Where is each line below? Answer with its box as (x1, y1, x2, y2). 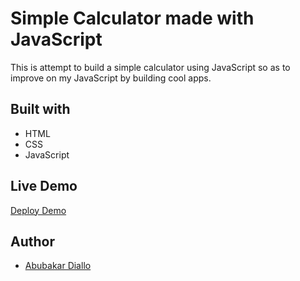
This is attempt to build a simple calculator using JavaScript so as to (10, 61, 291, 73)
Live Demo (10, 178, 78, 195)
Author (10, 233, 55, 250)
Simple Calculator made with (10, 7, 255, 30)
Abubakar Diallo (24, 260, 92, 272)
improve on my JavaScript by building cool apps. (10, 72, 212, 84)
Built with (10, 101, 71, 118)
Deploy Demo (10, 204, 67, 216)
